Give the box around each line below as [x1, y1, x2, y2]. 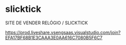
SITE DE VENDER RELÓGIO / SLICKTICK [5, 20, 88, 26]
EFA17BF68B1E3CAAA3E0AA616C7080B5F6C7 [5, 35, 103, 41]
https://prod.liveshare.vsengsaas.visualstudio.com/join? [5, 29, 121, 35]
